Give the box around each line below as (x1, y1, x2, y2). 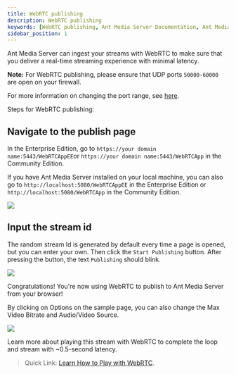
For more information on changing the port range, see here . (7, 92, 180, 100)
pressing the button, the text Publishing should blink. (7, 255, 162, 263)
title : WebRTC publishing (7, 10, 83, 18)
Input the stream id (7, 221, 92, 233)
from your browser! (7, 289, 63, 298)
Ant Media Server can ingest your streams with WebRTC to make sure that (7, 49, 223, 58)
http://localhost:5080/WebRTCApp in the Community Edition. (7, 188, 181, 197)
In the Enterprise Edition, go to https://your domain (7, 144, 157, 153)
